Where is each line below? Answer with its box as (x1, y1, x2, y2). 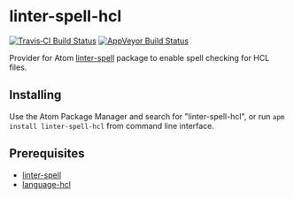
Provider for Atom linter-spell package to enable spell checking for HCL (9, 52, 270, 63)
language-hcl (21, 179, 71, 189)
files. (9, 62, 27, 72)
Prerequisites (9, 146, 85, 161)
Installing (9, 88, 62, 103)
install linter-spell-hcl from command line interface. (9, 120, 215, 131)
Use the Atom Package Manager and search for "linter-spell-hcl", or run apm (9, 110, 285, 121)
